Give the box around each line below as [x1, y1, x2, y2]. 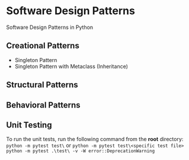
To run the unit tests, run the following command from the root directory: [6, 136, 184, 143]
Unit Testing [6, 120, 52, 130]
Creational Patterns [6, 41, 80, 51]
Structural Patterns [6, 80, 78, 90]
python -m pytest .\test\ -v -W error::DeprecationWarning [6, 148, 155, 154]
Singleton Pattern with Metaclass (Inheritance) [14, 63, 129, 70]
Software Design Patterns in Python [6, 24, 94, 31]
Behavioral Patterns [6, 100, 81, 110]
